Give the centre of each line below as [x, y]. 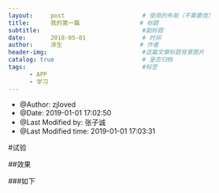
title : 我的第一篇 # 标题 [84, 23]
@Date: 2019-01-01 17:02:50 [65, 112]
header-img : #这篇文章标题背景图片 [106, 52]
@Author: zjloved [48, 104]
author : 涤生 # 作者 [84, 45]
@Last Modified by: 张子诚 [63, 122]
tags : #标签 [83, 67]
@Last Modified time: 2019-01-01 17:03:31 [87, 131]
